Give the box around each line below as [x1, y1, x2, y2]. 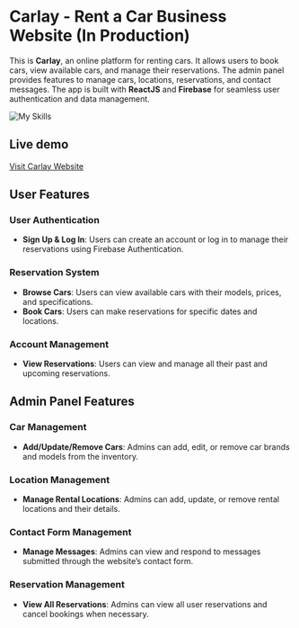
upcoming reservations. [22, 368, 110, 379]
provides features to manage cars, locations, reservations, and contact [9, 74, 271, 85]
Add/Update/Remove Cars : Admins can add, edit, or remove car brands [22, 441, 290, 452]
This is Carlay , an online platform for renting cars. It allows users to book [9, 55, 279, 66]
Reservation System [9, 266, 101, 279]
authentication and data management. [9, 93, 150, 104]
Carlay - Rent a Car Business [9, 6, 227, 27]
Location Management [9, 473, 110, 486]
